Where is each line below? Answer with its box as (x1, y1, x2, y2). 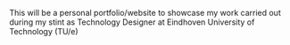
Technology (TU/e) (9, 26, 79, 36)
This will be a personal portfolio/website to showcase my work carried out (9, 8, 281, 18)
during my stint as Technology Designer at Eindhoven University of (9, 17, 255, 27)
